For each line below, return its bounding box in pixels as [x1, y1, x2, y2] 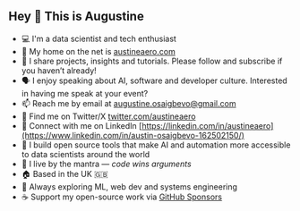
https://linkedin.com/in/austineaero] [141, 120, 274, 131]
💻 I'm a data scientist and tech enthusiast [21, 33, 176, 44]
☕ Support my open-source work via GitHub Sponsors [21, 191, 223, 202]
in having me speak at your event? [21, 88, 149, 98]
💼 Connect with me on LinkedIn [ [21, 120, 142, 131]
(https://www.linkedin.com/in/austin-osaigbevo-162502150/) [21, 130, 245, 140]
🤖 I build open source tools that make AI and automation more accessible [21, 139, 291, 150]
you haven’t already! [21, 64, 98, 76]
